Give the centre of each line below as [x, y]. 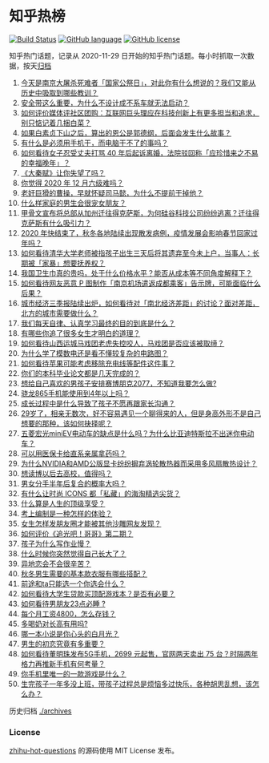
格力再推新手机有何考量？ [63, 664]
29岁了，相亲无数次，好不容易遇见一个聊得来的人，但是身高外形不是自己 [141, 413]
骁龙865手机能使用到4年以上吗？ [75, 393]
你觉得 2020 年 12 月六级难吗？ [72, 183]
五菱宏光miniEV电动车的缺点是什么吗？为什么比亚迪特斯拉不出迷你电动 [137, 433]
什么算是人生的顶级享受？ [63, 503]
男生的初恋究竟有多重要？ [63, 644]
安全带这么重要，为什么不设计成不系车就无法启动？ [105, 103]
